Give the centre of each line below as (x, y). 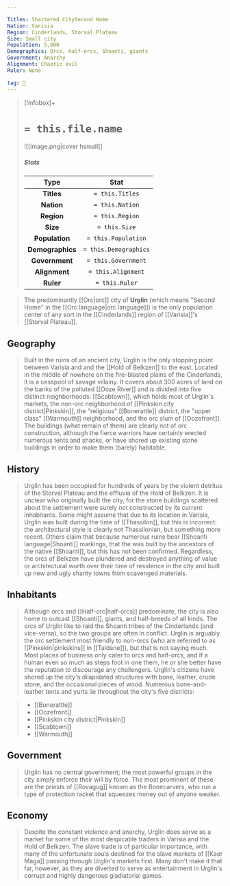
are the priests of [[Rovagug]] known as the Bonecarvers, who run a (120, 786)
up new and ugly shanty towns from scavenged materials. (105, 573)
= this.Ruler (117, 283)
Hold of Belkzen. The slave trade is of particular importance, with (115, 847)
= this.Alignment (117, 272)
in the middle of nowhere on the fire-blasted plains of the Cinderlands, (123, 375)
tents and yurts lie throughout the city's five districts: (120, 691)
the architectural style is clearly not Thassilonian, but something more (122, 530)
